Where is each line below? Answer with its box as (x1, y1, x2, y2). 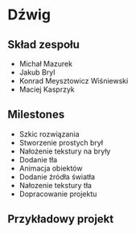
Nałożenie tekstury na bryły (19, 146, 111, 156)
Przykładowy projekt (7, 212, 114, 226)
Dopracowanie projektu (19, 189, 97, 199)
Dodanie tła (19, 154, 58, 164)
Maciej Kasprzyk (19, 84, 76, 94)
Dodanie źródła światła (19, 171, 96, 182)
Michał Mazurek (19, 59, 73, 68)
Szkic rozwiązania (19, 129, 80, 138)
